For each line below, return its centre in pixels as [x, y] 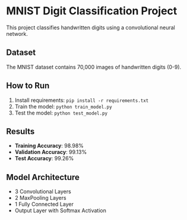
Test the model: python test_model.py [61, 113]
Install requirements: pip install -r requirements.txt [82, 100]
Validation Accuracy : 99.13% [51, 152]
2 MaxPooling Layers [40, 198]
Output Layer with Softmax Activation [61, 210]
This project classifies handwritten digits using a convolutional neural [91, 27]
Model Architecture [43, 177]
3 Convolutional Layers [43, 191]
